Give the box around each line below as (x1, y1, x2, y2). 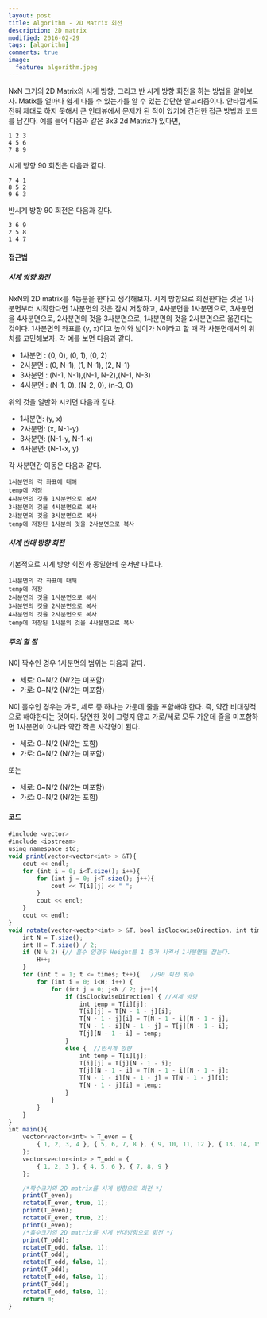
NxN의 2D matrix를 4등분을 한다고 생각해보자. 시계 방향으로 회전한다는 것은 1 (8, 294, 248, 303)
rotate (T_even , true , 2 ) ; (22, 1214, 109, 1222)
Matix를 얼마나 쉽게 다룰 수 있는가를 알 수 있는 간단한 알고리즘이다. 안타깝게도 (18, 96, 259, 106)
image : (8, 56, 30, 64)
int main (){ (8, 1126, 48, 1134)
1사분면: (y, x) (19, 414, 64, 423)
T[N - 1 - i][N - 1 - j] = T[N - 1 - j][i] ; (79, 1074, 230, 1082)
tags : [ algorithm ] (8, 41, 69, 49)
